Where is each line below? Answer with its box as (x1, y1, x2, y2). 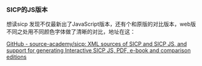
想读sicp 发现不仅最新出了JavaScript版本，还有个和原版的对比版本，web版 (6, 20, 196, 28)
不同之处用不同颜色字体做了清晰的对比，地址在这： (6, 28, 136, 35)
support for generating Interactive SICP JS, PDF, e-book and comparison (6, 47, 191, 54)
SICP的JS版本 (6, 5, 48, 13)
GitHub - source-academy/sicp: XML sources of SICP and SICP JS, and (6, 40, 187, 48)
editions (6, 53, 27, 61)
